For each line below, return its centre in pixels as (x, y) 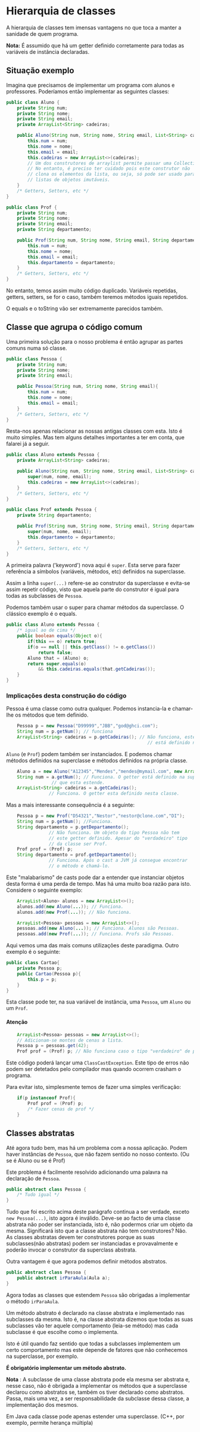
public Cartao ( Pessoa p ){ (49, 974)
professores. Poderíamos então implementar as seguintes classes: (88, 91)
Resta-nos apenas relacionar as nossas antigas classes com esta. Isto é (94, 431)
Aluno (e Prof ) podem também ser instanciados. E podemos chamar (89, 754)
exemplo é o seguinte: (33, 952)
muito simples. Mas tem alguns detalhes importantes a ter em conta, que (95, 437)
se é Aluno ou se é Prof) (36, 1160)
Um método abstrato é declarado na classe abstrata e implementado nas (95, 1312)
